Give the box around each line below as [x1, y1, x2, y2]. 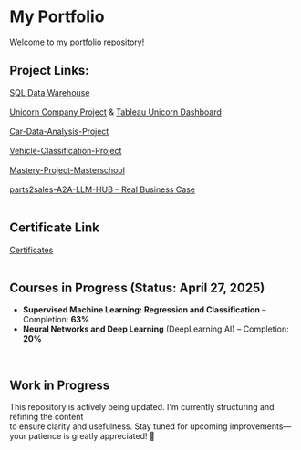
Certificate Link [9, 220, 100, 236]
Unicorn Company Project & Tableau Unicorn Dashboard [9, 107, 222, 118]
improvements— [229, 421, 292, 432]
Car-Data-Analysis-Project [9, 126, 109, 137]
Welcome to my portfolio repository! [9, 36, 145, 47]
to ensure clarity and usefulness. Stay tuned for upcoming [9, 421, 228, 432]
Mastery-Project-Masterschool [9, 164, 126, 175]
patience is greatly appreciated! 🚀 [28, 431, 155, 442]
